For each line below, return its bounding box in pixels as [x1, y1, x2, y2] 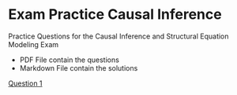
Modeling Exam [8, 39, 59, 49]
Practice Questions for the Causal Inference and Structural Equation [8, 31, 229, 41]
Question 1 [8, 79, 43, 88]
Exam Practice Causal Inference [8, 5, 223, 24]
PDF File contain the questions [19, 55, 120, 64]
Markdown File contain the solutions [19, 63, 138, 72]
